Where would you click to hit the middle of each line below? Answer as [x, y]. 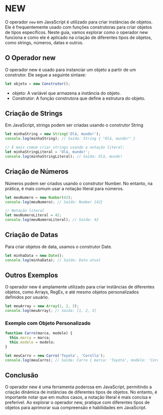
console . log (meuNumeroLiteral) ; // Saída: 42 [52, 220]
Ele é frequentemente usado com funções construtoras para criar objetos [78, 27]
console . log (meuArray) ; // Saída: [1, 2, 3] [51, 311]
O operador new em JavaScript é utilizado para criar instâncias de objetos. [79, 22]
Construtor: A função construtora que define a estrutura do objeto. [79, 98]
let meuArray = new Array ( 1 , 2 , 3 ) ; [42, 306]
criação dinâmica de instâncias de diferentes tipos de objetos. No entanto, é [81, 392]
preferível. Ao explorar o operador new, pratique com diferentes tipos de [77, 402]
